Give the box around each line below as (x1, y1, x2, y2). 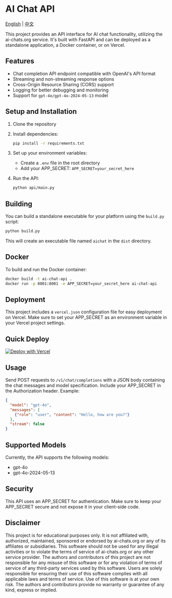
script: (5, 219, 19, 225)
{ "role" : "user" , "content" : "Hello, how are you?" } (14, 412, 130, 417)
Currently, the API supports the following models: (5, 454, 109, 460)
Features (5, 57, 34, 66)
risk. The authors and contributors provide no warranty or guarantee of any (5, 581, 165, 587)
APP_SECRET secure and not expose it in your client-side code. (5, 503, 140, 510)
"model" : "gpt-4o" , (10, 402, 52, 407)
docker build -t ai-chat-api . (5, 276, 72, 282)
